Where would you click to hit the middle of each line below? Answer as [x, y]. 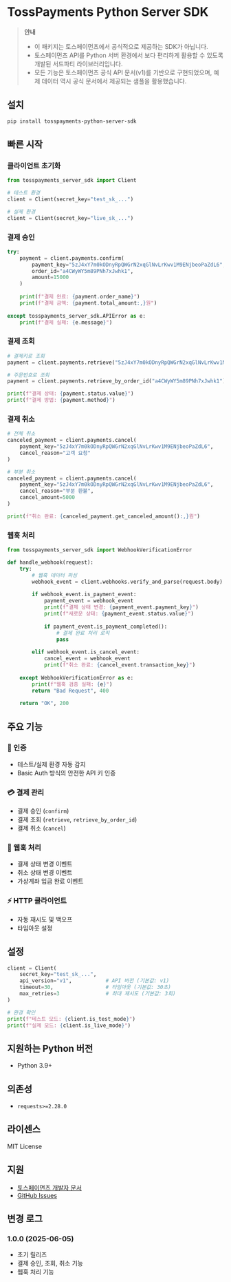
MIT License [25, 1146]
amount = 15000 [51, 277]
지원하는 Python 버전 [50, 1048]
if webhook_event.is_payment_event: [84, 594]
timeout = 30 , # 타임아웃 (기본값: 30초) [96, 987]
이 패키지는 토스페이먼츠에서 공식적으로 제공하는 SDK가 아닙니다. [121, 46]
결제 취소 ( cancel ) [42, 828]
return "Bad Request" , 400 [70, 691]
